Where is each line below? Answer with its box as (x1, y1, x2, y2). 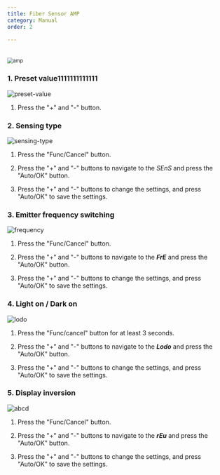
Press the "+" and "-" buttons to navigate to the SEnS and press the (17, 163, 214, 172)
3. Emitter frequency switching (7, 210, 115, 220)
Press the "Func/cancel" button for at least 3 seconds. (17, 328, 175, 337)
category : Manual (7, 17, 58, 24)
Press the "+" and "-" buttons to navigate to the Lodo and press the (17, 342, 213, 351)
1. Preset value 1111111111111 (7, 74, 98, 83)
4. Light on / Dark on (7, 299, 78, 309)
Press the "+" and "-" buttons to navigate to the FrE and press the (17, 253, 208, 262)
